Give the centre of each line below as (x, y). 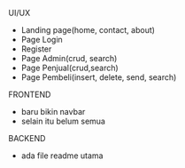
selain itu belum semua (63, 121)
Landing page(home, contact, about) (88, 30)
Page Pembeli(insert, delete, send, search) (99, 77)
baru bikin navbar (53, 112)
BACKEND (27, 138)
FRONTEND (30, 94)
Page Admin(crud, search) (69, 58)
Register (36, 49)
